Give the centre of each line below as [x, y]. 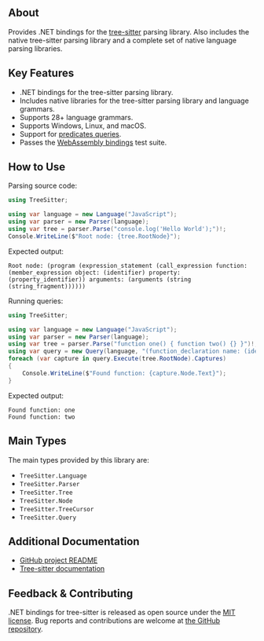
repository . [26, 629]
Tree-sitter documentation [62, 569]
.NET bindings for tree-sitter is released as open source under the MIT [122, 613]
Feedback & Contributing [71, 593]
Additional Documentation [74, 541]
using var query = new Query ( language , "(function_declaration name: [125, 352]
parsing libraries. [35, 48]
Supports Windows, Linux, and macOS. [83, 126]
